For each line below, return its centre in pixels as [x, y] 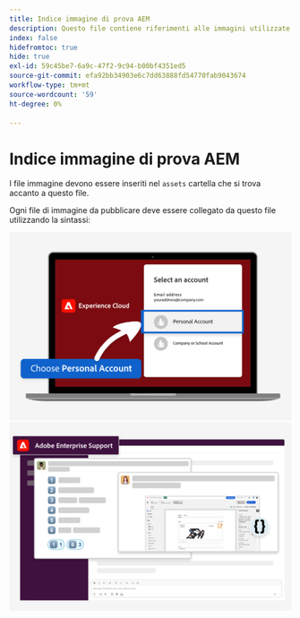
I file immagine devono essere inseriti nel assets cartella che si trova [135, 184]
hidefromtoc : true [43, 47]
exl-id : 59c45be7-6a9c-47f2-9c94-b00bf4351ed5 [98, 66]
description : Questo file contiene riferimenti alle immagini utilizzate [150, 28]
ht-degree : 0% [36, 104]
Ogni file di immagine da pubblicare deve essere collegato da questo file [142, 210]
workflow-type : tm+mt [50, 85]
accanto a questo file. [49, 193]
